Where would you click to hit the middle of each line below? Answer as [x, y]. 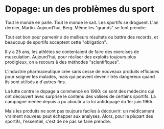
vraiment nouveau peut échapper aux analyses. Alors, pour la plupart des [79, 116]
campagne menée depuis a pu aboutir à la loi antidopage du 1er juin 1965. [79, 101]
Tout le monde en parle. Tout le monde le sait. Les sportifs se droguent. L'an [82, 22]
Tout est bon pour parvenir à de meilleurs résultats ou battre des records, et [82, 37]
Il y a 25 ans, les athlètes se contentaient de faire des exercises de [72, 52]
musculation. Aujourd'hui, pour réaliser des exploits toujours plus [70, 56]
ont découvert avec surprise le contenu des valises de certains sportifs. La [80, 96]
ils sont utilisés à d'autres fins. [35, 82]
